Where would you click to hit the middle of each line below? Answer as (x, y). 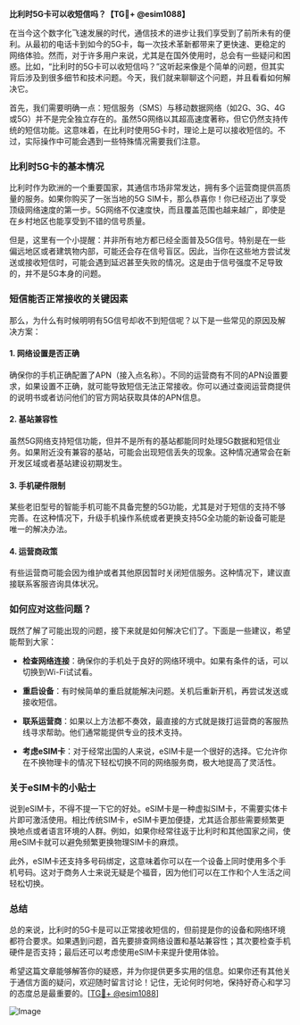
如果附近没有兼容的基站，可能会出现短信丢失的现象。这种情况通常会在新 (158, 452)
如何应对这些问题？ (50, 609)
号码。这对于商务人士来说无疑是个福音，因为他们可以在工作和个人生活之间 (154, 872)
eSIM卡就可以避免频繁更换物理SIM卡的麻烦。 (100, 842)
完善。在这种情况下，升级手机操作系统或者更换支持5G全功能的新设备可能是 (147, 518)
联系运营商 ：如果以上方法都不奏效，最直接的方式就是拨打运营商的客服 (151, 721)
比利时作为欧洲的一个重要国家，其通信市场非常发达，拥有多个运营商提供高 (146, 187)
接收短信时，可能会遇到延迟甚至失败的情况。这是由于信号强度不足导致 (154, 262)
